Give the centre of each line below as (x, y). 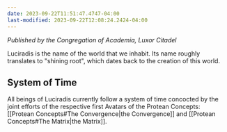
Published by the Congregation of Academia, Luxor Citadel (92, 40)
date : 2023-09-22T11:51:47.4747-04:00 (63, 14)
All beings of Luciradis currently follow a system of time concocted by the (113, 99)
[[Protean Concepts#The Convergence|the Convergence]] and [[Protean (111, 114)
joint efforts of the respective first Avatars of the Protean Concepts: (104, 107)
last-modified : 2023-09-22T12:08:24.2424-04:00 (78, 20)
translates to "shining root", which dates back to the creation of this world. (114, 60)
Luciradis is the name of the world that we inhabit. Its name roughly (104, 53)
